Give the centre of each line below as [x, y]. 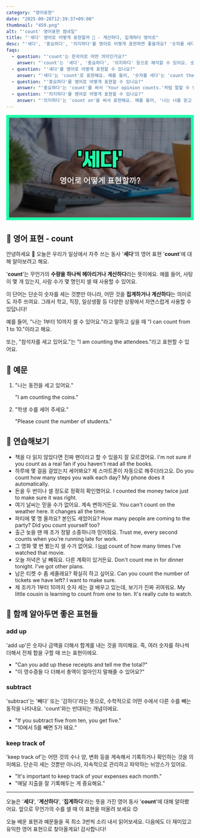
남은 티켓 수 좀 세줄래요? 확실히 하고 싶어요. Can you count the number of [102, 573]
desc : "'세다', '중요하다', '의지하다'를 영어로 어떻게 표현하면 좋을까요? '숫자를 [95, 44]
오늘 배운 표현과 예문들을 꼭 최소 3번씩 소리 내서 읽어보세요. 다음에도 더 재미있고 [99, 822]
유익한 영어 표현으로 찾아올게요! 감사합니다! [56, 829]
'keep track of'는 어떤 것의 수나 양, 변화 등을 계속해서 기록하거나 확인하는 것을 [97, 757]
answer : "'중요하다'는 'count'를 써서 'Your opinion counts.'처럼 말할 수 [104, 88]
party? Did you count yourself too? [57, 525]
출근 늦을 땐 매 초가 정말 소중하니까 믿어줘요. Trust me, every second [96, 532]
